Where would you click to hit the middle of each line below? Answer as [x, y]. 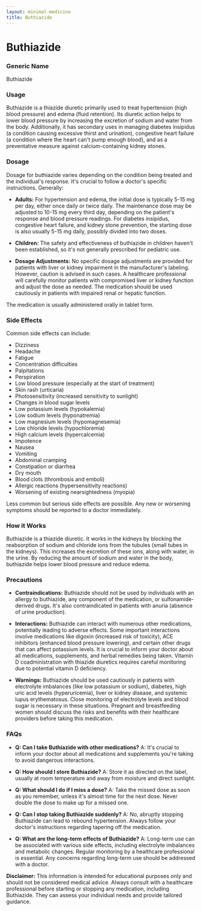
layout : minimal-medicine [38, 12]
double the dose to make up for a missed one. [72, 802]
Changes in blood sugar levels [52, 402]
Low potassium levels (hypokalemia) [60, 409]
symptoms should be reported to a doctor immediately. [74, 510]
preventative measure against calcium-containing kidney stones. [86, 146]
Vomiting [26, 453]
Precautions [24, 580]
